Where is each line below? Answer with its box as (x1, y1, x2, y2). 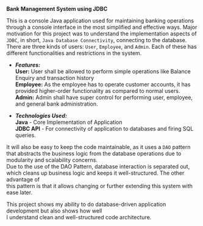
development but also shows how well (6, 207, 102, 214)
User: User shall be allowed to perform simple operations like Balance (15, 68, 191, 75)
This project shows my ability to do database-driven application (6, 201, 166, 208)
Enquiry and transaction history (15, 75, 94, 81)
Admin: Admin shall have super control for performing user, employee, (15, 94, 193, 101)
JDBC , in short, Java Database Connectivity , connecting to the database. (6, 37, 187, 43)
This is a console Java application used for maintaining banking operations (6, 17, 194, 24)
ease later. (6, 189, 32, 196)
